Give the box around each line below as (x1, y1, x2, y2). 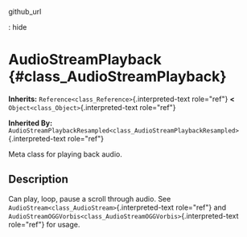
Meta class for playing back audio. (8, 149, 122, 159)
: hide (8, 22, 27, 31)
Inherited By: (8, 118, 53, 128)
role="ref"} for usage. (8, 219, 80, 229)
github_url (8, 7, 42, 16)
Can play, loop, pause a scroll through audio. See (8, 194, 171, 203)
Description (8, 173, 68, 186)
